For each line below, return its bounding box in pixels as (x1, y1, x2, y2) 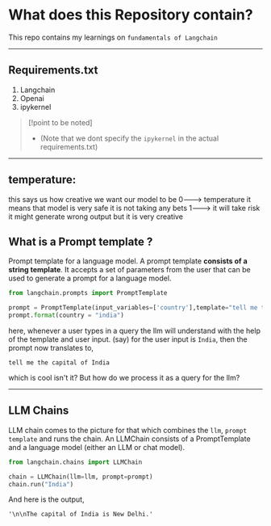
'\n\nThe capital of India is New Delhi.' (8, 511, 153, 519)
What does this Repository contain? (8, 6, 253, 24)
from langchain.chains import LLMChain (8, 458, 143, 466)
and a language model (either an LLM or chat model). (8, 442, 186, 452)
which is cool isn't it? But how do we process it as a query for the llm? (8, 373, 240, 382)
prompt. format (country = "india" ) (8, 311, 125, 320)
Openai (19, 93, 44, 103)
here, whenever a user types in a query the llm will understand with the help (8, 326, 261, 335)
